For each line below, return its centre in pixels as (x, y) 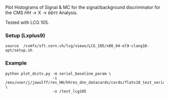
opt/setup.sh (19, 51)
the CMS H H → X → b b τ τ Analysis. (41, 13)
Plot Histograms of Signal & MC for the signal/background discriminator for (83, 7)
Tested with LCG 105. (27, 22)
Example (16, 63)
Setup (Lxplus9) (25, 35)
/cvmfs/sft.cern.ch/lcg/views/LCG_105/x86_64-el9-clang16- (87, 46)
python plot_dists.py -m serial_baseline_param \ (58, 73)
